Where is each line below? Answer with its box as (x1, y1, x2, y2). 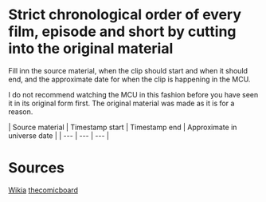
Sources (8, 159, 65, 177)
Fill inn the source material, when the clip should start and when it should (8, 65, 248, 75)
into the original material (8, 40, 174, 57)
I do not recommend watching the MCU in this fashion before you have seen (8, 89, 259, 99)
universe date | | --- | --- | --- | (8, 130, 110, 141)
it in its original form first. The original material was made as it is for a (8, 98, 235, 108)
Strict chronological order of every (8, 6, 241, 24)
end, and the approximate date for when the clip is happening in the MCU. (8, 74, 251, 84)
